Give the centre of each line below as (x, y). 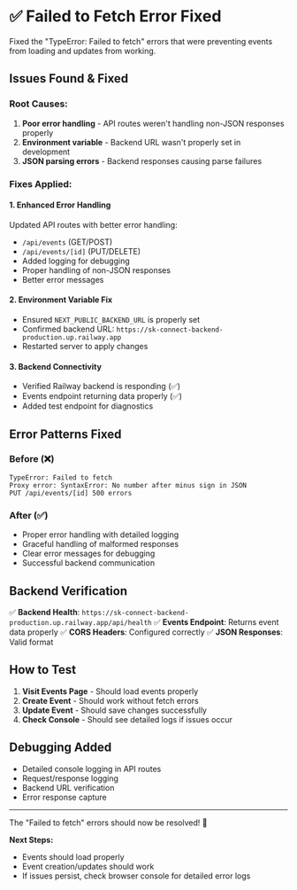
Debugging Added (61, 748)
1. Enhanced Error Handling (60, 205)
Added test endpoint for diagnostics (88, 406)
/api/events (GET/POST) (67, 242)
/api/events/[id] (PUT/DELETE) (81, 251)
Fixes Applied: (41, 183)
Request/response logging (70, 778)
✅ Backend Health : (45, 612)
